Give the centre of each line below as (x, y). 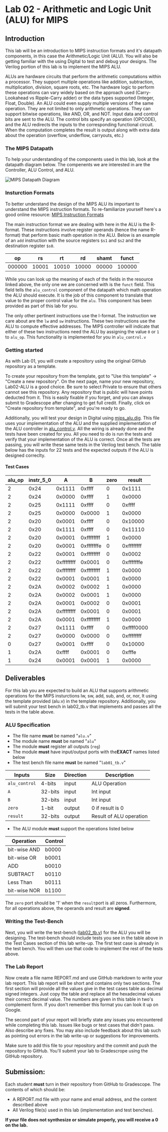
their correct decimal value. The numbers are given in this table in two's (79, 999)
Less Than (20, 882)
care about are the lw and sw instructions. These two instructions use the (80, 321)
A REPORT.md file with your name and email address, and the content (85, 1099)
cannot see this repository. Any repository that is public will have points (79, 392)
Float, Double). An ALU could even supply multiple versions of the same (79, 103)
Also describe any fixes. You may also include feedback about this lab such (83, 1030)
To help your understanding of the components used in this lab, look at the (82, 159)
